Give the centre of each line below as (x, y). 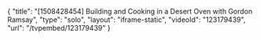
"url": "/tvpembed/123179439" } (59, 28)
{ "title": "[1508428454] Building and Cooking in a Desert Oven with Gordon (130, 11)
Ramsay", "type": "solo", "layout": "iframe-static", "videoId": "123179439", (126, 20)
